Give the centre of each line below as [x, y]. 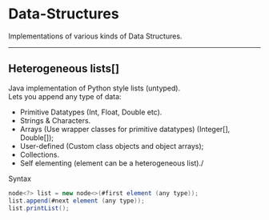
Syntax [20, 178]
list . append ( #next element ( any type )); [77, 201]
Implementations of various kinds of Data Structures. [95, 36]
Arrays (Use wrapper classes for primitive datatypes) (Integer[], [125, 129]
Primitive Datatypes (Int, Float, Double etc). [91, 112]
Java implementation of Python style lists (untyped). [94, 88]
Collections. [40, 154]
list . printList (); [39, 208]
